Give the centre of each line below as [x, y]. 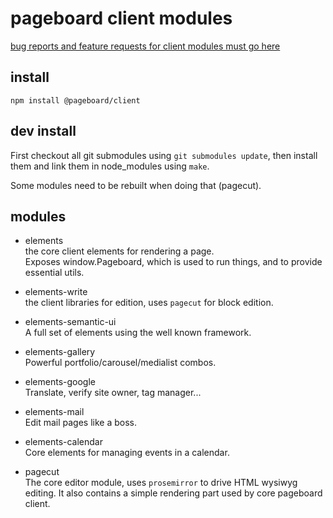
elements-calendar [64, 442]
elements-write [56, 292]
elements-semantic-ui [70, 322]
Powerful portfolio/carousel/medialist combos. [120, 363]
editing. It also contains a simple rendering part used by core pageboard [173, 493]
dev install [43, 131]
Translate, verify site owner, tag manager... [113, 393]
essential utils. [54, 273]
